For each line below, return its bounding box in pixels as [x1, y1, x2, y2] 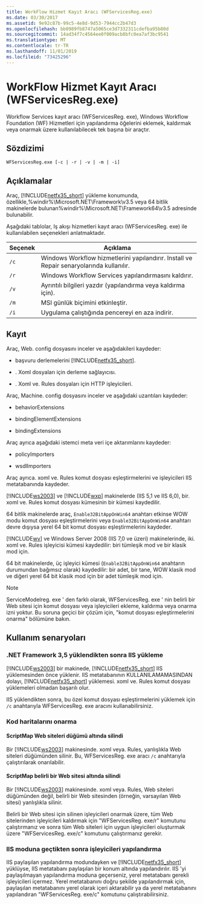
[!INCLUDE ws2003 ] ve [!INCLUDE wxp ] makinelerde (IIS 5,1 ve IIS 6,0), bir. [6, 492, 190, 500]
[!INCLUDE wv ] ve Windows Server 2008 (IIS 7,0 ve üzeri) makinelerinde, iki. [6, 535, 195, 542]
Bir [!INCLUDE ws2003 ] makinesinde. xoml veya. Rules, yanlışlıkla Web [6, 745, 181, 753]
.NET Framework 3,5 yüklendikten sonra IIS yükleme [6, 651, 164, 659]
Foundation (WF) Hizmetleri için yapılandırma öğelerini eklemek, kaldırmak [6, 119, 192, 127]
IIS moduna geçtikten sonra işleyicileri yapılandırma [6, 845, 162, 853]
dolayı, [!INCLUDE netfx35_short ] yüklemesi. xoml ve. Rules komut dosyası [6, 678, 191, 685]
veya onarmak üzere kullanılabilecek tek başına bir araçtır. [6, 125, 150, 133]
